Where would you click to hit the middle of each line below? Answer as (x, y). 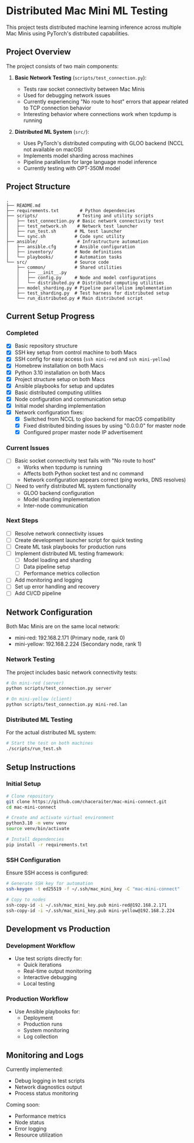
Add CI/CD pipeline (38, 593)
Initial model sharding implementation (60, 405)
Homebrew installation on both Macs (59, 366)
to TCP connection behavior (57, 108)
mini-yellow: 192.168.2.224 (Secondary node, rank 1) (78, 644)
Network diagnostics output (48, 1087)
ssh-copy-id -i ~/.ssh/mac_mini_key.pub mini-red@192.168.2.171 (86, 905)
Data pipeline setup (47, 567)
